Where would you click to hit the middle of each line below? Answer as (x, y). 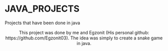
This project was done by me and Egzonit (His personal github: (84, 32)
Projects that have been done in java (43, 23)
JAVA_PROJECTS (42, 9)
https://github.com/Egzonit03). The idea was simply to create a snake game (84, 38)
